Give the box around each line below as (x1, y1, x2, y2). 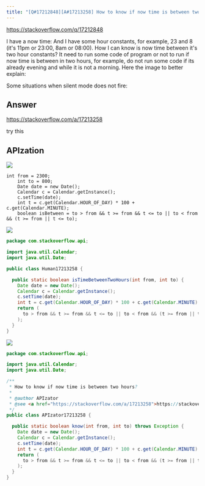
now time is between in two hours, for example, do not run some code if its (6, 57, 195, 64)
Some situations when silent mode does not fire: (6, 82, 128, 89)
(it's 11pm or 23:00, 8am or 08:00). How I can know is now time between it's (6, 44, 198, 51)
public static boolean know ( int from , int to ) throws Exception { (12, 423, 184, 430)
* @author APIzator (9, 395, 59, 401)
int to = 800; (17, 179, 53, 185)
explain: (6, 70, 26, 77)
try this (6, 128, 24, 135)
